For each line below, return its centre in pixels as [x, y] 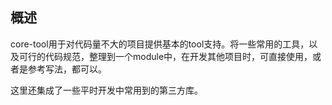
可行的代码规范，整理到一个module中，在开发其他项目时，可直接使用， [165, 56]
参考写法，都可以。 [67, 69]
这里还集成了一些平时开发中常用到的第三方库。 [106, 90]
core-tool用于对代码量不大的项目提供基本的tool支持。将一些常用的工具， [160, 44]
